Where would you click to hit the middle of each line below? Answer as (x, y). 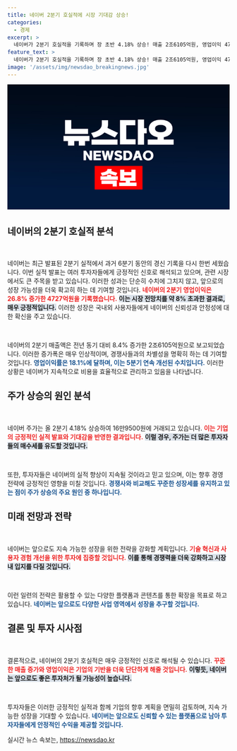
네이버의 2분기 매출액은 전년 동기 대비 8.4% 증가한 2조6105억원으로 (101, 345)
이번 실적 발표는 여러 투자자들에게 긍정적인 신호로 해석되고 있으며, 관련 (119, 272)
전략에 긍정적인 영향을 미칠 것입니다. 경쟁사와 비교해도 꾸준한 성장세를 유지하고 (115, 483)
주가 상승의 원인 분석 (49, 396)
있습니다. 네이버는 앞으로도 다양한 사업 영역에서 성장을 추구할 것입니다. (103, 604)
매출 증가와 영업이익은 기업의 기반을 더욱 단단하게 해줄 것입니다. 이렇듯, (111, 669)
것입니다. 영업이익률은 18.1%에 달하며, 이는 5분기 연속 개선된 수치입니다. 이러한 (116, 363)
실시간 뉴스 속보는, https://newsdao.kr (61, 740)
